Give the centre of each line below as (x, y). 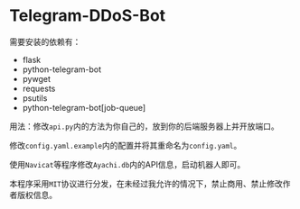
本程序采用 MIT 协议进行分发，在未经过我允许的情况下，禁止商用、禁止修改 (146, 183)
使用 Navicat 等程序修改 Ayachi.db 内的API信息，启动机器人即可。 (127, 164)
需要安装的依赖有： (45, 41)
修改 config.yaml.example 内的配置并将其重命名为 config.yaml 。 (126, 145)
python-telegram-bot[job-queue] (84, 107)
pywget (37, 78)
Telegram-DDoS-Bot (88, 16)
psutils (35, 98)
